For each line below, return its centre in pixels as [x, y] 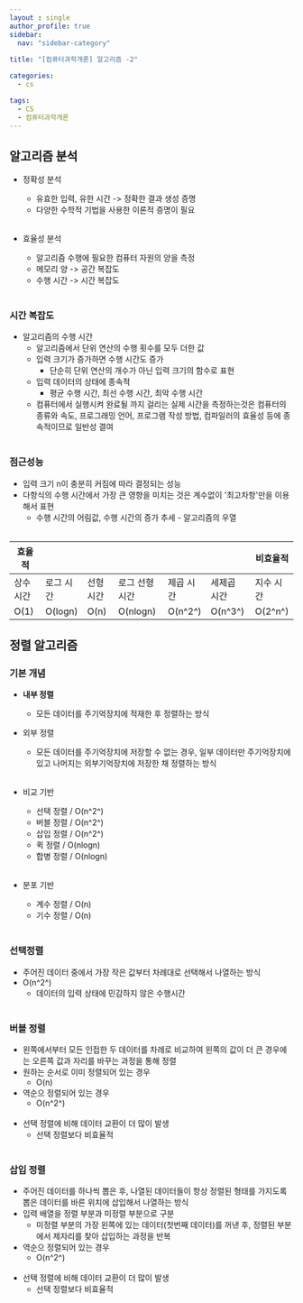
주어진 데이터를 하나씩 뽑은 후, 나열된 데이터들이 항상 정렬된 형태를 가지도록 [155, 1191]
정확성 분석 [42, 179]
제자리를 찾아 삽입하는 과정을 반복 [112, 1236]
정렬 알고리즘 [44, 646]
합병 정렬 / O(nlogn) [72, 857]
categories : [32, 76]
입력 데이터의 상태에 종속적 [83, 382]
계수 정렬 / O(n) [64, 904]
